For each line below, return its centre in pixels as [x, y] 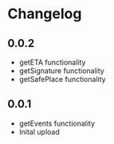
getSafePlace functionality [62, 79]
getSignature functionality [61, 71]
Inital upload [39, 131]
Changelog [45, 14]
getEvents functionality [57, 123]
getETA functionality [52, 62]
